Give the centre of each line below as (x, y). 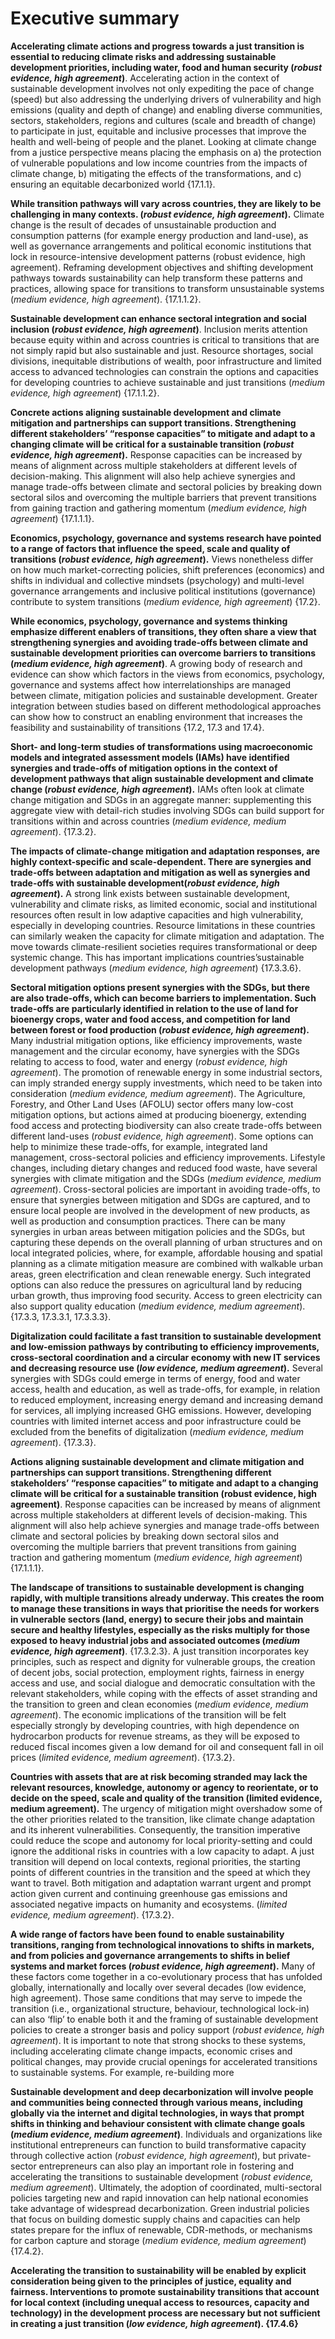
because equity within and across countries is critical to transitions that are (165, 339)
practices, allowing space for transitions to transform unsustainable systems (167, 288)
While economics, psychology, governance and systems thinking (149, 621)
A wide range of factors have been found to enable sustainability (147, 1934)
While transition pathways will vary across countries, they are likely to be (166, 203)
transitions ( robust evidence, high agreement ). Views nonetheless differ (162, 559)
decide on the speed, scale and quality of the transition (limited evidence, (166, 1798)
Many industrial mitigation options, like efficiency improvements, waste (156, 1040)
